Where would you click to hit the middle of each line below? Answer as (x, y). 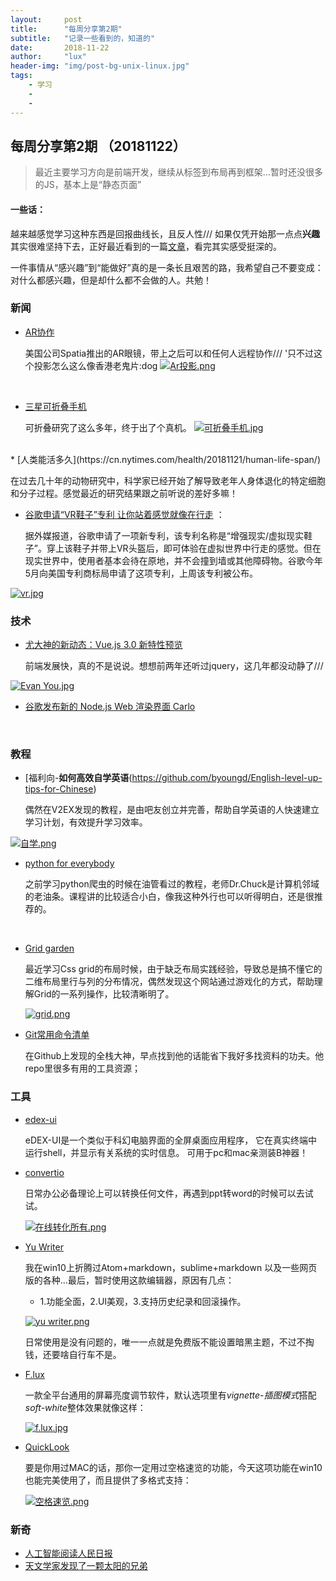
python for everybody (69, 863)
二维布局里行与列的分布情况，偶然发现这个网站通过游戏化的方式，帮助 (169, 982)
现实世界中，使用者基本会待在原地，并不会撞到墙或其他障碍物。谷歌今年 (173, 560)
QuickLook (47, 1447)
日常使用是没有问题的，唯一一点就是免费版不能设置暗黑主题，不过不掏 (169, 1342)
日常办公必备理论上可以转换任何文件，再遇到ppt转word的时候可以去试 (169, 1193)
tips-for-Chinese (59, 789)
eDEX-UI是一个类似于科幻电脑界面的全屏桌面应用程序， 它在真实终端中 (171, 1140)
